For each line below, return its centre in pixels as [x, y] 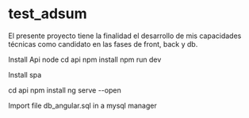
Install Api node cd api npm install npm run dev [85, 59]
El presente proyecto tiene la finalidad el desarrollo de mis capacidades [125, 36]
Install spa [25, 74]
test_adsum [48, 14]
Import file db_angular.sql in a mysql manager [82, 105]
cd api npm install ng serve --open [65, 90]
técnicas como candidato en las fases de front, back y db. [103, 44]
